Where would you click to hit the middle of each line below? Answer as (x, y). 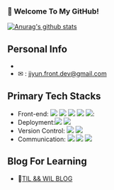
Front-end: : (56, 113)
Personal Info (37, 49)
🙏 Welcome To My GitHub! (53, 11)
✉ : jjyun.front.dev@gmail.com (62, 74)
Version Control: (41, 130)
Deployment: (36, 122)
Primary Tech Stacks (54, 96)
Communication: (41, 139)
